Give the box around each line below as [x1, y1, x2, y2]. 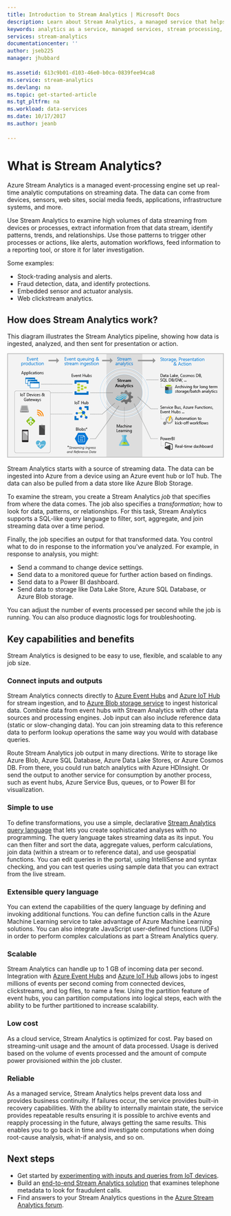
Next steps [7, 1153, 55, 1165]
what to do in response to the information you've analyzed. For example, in [7, 543, 219, 551]
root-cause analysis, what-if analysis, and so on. [7, 1133, 145, 1141]
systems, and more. [7, 203, 63, 211]
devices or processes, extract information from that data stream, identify [7, 223, 213, 232]
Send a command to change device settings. [16, 563, 144, 571]
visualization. [7, 786, 45, 794]
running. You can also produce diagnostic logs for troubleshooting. [7, 614, 197, 622]
